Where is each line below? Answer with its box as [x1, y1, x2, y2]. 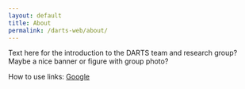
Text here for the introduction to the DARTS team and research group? [8, 48, 238, 58]
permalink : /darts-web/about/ [8, 26, 109, 34]
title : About [8, 19, 52, 27]
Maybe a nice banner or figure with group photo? [8, 56, 169, 66]
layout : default [8, 11, 62, 20]
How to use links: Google [8, 72, 90, 82]
